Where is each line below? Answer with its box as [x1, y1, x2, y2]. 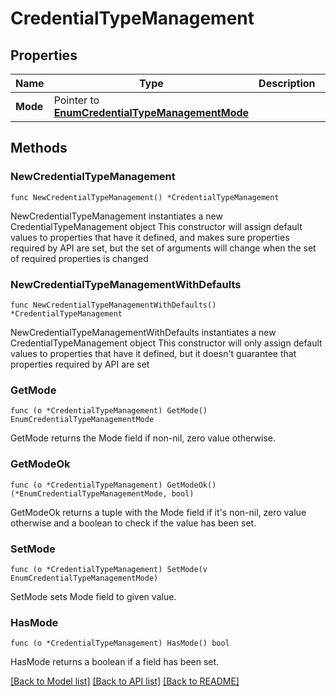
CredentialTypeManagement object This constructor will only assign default [10, 337, 323, 349]
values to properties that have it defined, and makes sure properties [10, 231, 290, 243]
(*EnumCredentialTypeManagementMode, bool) [10, 488, 195, 499]
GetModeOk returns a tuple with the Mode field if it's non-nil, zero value [10, 506, 307, 518]
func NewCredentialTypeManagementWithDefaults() [10, 300, 217, 310]
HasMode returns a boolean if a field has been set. [10, 656, 220, 668]
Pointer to [53, 93, 100, 107]
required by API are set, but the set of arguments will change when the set [10, 242, 317, 254]
